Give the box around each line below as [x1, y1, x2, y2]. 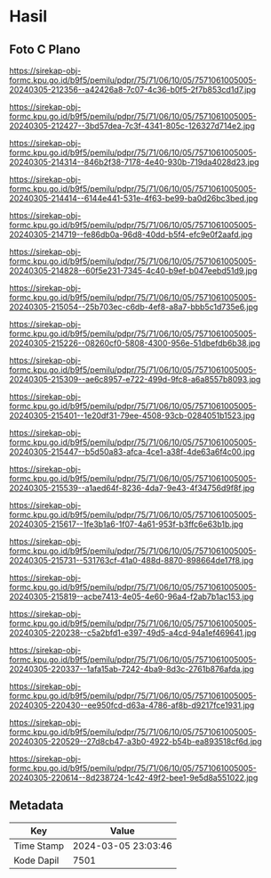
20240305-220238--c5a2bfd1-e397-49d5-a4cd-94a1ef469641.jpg [9, 628, 257, 638]
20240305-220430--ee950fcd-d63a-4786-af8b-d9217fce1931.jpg [9, 700, 255, 710]
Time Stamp [13, 840, 65, 852]
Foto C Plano [9, 42, 81, 57]
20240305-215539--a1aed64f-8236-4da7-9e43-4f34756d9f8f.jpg [9, 483, 255, 493]
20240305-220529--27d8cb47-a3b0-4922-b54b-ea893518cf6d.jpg [9, 736, 262, 746]
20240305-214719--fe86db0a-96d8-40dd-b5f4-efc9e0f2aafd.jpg [9, 229, 253, 240]
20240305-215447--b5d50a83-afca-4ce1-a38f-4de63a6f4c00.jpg [9, 447, 256, 456]
